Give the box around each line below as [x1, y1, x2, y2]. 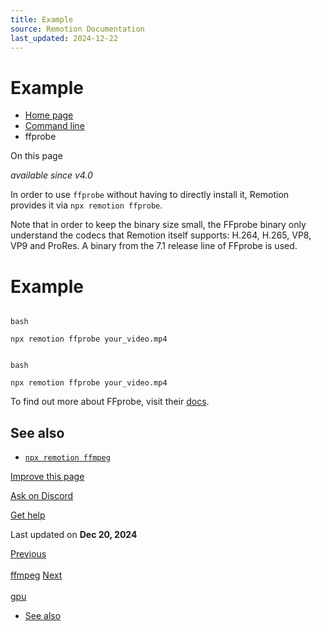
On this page [10, 150, 63, 162]
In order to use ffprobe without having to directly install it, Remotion [10, 189, 290, 201]
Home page [24, 109, 74, 121]
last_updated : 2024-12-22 [10, 33, 118, 43]
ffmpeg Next [10, 569, 63, 581]
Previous [10, 548, 47, 560]
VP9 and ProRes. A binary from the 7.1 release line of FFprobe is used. [10, 240, 298, 252]
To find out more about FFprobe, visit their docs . [10, 396, 210, 408]
